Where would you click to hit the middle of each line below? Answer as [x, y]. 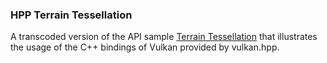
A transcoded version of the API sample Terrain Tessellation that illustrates [164, 37]
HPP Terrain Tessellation [71, 15]
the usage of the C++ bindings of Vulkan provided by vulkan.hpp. [145, 47]
